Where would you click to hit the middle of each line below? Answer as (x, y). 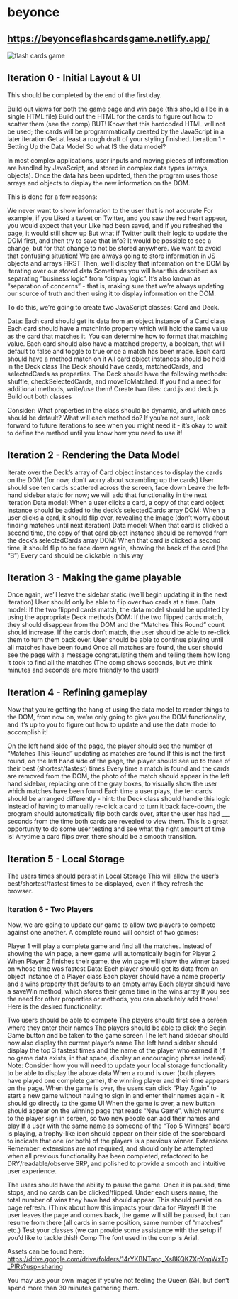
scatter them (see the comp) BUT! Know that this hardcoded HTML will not (116, 124)
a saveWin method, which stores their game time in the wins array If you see (119, 991)
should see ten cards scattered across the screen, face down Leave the (112, 487)
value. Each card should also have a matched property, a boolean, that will (116, 343)
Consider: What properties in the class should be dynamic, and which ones (117, 410)
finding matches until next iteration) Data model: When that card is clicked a (118, 525)
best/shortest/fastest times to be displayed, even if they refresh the (106, 884)
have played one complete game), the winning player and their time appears (118, 1081)
